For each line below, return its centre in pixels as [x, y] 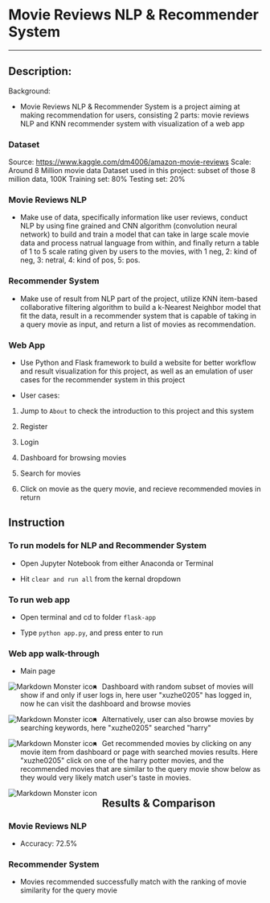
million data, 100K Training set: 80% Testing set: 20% [97, 179]
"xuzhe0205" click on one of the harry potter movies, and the [122, 761]
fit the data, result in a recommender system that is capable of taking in [138, 315]
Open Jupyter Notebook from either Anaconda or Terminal [117, 563]
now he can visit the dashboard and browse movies [105, 704]
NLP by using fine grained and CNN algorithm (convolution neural [128, 226]
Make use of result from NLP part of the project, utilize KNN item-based [139, 299]
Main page [38, 671]
